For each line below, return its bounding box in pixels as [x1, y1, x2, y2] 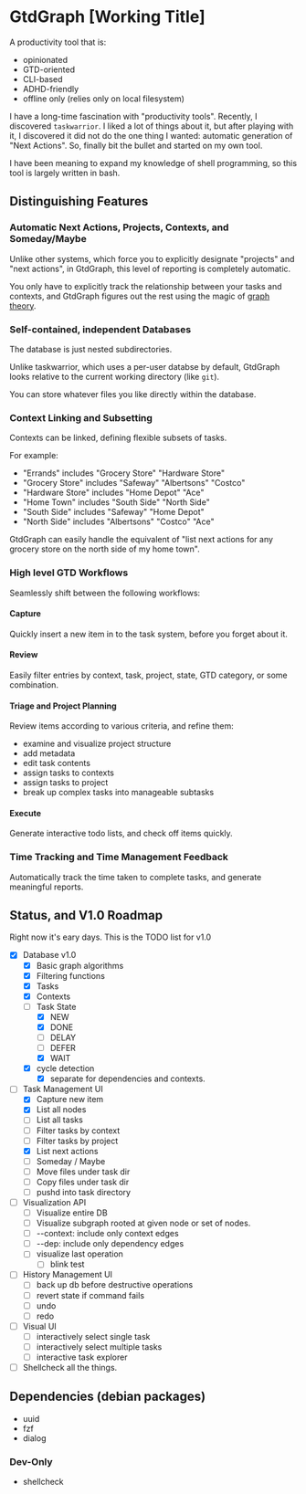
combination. [9, 679, 59, 690]
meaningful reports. [9, 881, 84, 892]
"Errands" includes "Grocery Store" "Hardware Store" [22, 468, 226, 479]
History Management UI [22, 1269, 112, 1280]
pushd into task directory [36, 1186, 131, 1197]
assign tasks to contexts [22, 767, 115, 778]
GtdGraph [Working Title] [9, 6, 206, 27]
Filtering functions [36, 970, 105, 981]
